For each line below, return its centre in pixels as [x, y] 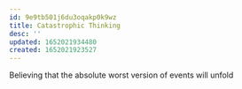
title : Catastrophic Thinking [65, 26]
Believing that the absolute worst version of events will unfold [121, 75]
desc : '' [25, 33]
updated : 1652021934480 [53, 42]
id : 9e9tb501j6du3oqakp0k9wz [63, 17]
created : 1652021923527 [53, 50]
